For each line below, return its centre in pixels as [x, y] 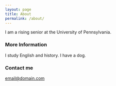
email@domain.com [25, 78]
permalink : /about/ [25, 18]
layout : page [18, 9]
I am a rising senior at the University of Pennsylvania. [58, 32]
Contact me [19, 68]
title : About [18, 14]
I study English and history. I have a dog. [46, 55]
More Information [26, 45]
